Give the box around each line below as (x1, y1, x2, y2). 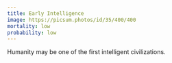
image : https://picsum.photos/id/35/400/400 (7, 16, 136, 23)
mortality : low (7, 23, 51, 29)
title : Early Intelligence (7, 10, 84, 17)
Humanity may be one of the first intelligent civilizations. (7, 48, 166, 56)
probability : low (7, 29, 57, 36)
